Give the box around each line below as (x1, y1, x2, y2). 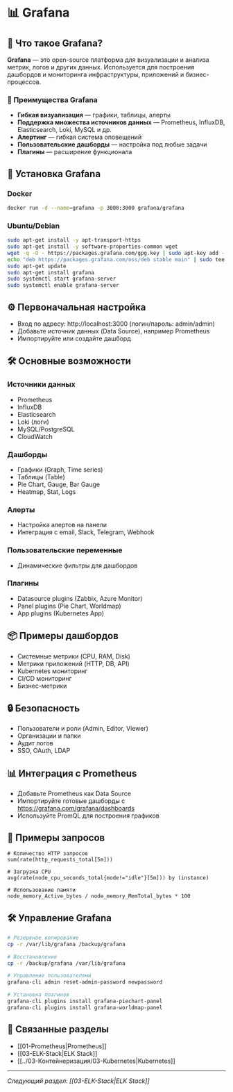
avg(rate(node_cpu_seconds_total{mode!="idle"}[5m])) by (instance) (7, 875, 209, 882)
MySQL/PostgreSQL (17, 424, 75, 433)
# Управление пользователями (7, 973, 92, 979)
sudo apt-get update (7, 263, 67, 270)
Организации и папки (17, 731, 81, 740)
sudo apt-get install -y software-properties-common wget (7, 243, 178, 250)
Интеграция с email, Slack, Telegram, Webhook (17, 528, 155, 536)
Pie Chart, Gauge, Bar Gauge (17, 480, 101, 488)
